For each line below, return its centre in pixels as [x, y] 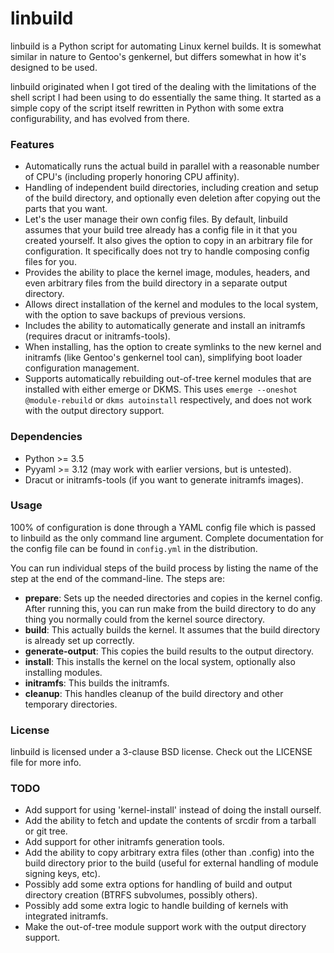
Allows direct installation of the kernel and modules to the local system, [171, 304]
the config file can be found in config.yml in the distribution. [134, 548]
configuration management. [82, 368]
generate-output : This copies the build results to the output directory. [169, 651]
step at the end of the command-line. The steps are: [117, 578]
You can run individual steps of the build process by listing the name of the [164, 568]
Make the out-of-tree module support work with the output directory [165, 927]
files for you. [50, 262]
